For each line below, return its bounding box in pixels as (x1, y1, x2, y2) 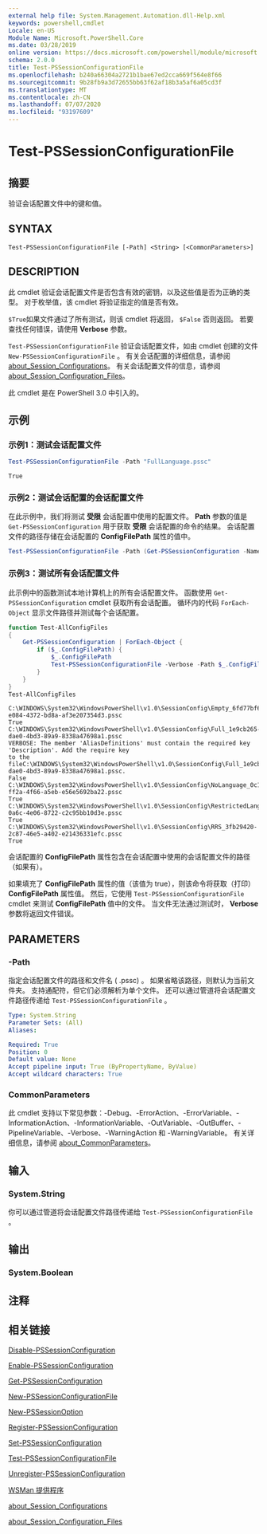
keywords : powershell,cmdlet (8, 19, 105, 27)
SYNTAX (8, 222, 53, 236)
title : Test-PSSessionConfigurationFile (8, 64, 145, 72)
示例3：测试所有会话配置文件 (8, 568, 120, 579)
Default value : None (8, 1056, 77, 1064)
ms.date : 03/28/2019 (8, 41, 77, 49)
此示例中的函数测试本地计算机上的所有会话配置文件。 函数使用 (8, 588, 212, 597)
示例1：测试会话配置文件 (8, 439, 102, 450)
